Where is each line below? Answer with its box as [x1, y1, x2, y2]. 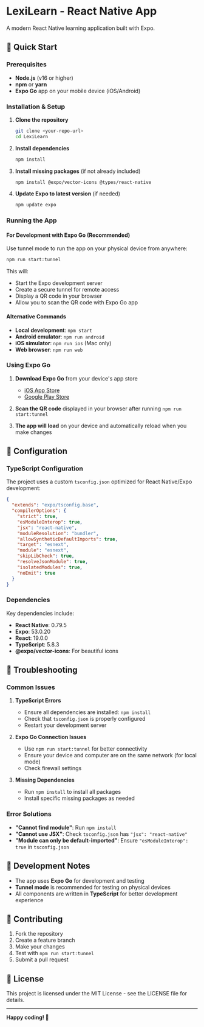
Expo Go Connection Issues [15, 734, 87, 741]
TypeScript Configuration [6, 464, 83, 473]
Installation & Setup [6, 102, 66, 111]
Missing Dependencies [15, 776, 75, 783]
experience [15, 896, 44, 903]
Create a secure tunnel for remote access [15, 286, 120, 293]
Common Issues [6, 683, 56, 692]
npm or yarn [15, 80, 47, 88]
